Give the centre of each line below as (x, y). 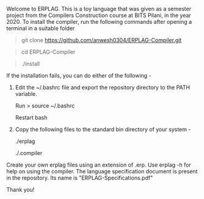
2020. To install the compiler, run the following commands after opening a (99, 22)
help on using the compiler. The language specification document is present (102, 171)
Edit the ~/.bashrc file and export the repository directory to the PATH (103, 87)
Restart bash (31, 118)
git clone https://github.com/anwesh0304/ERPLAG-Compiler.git (101, 40)
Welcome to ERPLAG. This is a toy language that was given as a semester (99, 9)
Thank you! (20, 190)
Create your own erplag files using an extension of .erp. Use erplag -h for (99, 165)
